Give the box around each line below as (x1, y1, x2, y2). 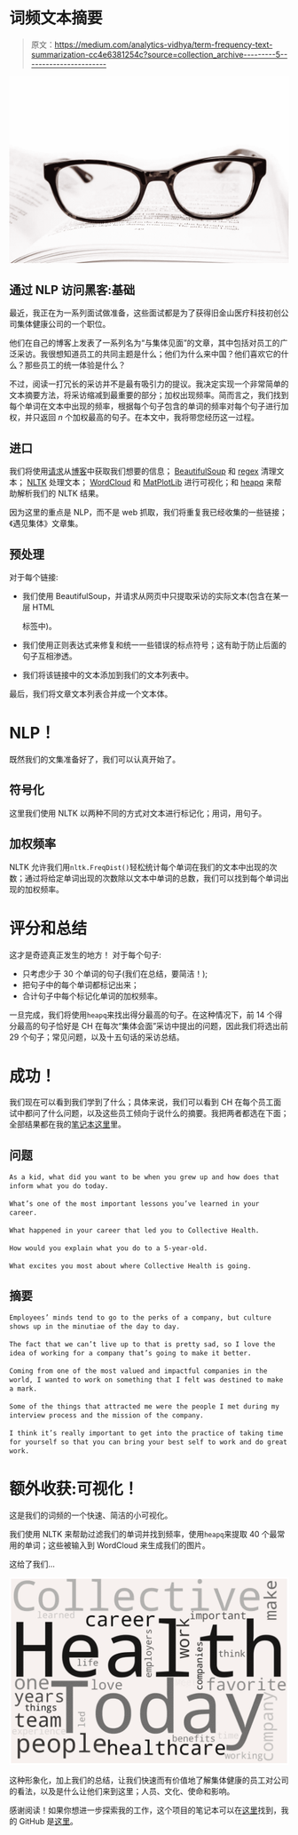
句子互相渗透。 (21, 650, 77, 662)
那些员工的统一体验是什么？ (24, 360, 126, 371)
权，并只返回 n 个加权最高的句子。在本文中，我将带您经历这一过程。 (9, 412, 260, 423)
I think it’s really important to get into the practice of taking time (9, 1429, 284, 1438)
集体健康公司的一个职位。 (16, 319, 111, 330)
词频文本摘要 (9, 8, 104, 28)
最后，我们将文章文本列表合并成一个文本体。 (9, 689, 173, 699)
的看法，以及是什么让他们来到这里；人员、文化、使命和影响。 (9, 1785, 235, 1796)
